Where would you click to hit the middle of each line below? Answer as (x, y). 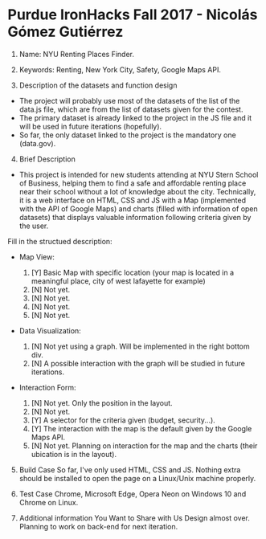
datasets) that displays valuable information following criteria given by (135, 217)
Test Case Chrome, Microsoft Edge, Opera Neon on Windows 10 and (133, 494)
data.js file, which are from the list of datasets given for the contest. (131, 109)
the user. (34, 226)
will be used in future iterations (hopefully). (90, 126)
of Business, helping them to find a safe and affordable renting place (133, 183)
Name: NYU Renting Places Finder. (76, 54)
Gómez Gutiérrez (65, 32)
